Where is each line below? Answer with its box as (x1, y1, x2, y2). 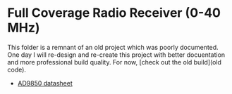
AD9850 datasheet (17, 79, 73, 87)
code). (7, 65, 27, 74)
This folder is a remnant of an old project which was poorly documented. (7, 43, 219, 51)
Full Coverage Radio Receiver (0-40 (7, 5, 221, 21)
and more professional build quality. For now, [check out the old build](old (7, 58, 222, 66)
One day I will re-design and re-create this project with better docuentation (7, 51, 226, 59)
